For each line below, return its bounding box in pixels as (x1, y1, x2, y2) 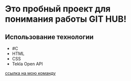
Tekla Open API (12, 61, 43, 67)
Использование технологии (5, 33, 94, 41)
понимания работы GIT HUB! (5, 13, 127, 25)
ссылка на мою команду (5, 70, 56, 76)
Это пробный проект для (5, 3, 111, 14)
